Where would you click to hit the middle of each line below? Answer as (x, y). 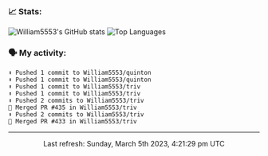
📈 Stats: (25, 11)
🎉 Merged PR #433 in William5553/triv (73, 121)
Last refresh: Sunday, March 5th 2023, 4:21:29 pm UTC (134, 143)
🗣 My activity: (37, 53)
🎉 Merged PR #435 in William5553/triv (73, 107)
